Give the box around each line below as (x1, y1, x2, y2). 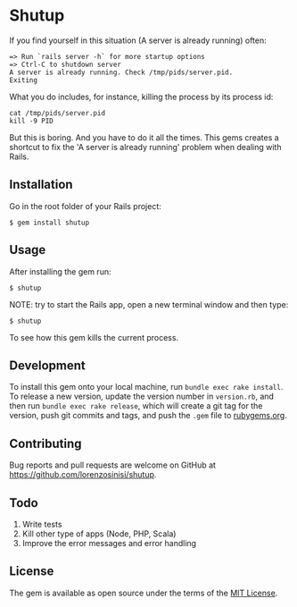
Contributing (9, 435, 82, 451)
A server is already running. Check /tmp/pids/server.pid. (9, 68, 234, 77)
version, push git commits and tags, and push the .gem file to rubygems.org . (9, 410, 288, 421)
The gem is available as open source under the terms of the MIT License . (9, 587, 278, 598)
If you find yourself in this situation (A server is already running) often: (9, 35, 268, 46)
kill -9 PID (9, 116, 54, 125)
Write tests (21, 519, 62, 529)
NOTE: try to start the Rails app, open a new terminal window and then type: (9, 299, 289, 309)
